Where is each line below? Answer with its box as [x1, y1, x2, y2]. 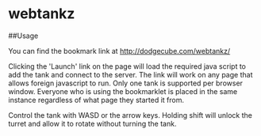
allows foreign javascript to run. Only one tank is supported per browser [8, 78, 244, 88]
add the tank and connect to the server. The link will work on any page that [8, 70, 253, 79]
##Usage [8, 31, 39, 40]
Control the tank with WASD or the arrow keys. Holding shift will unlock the [8, 110, 252, 119]
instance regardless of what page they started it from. [8, 95, 185, 104]
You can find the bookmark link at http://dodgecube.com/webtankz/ [8, 46, 231, 55]
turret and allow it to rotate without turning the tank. [8, 119, 177, 128]
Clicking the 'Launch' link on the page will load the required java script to [8, 61, 246, 71]
